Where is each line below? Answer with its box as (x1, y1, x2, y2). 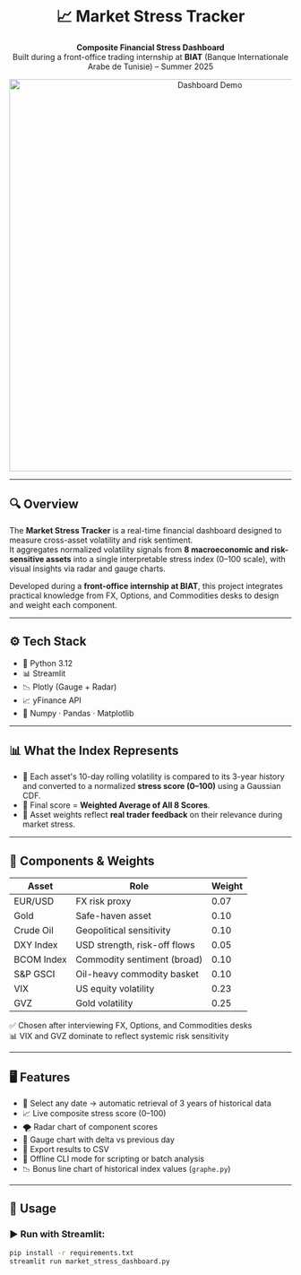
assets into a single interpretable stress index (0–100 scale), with (46, 553, 287, 564)
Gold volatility (75, 997, 133, 1010)
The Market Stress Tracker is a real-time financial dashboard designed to (9, 525, 282, 535)
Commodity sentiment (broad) (75, 953, 203, 966)
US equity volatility (75, 983, 155, 995)
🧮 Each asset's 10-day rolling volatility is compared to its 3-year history (21, 771, 285, 782)
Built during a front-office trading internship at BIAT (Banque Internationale (12, 51, 289, 62)
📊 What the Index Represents (9, 742, 179, 758)
